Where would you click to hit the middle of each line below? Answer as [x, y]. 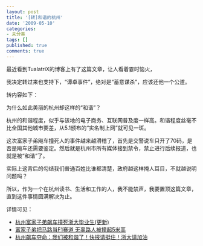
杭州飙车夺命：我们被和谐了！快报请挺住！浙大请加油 [81, 237]
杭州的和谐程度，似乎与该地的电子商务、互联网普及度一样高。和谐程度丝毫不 [101, 120]
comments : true [25, 51]
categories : [21, 29]
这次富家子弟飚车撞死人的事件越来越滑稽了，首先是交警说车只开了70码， [97, 140]
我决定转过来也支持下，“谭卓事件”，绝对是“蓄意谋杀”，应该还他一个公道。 [98, 81]
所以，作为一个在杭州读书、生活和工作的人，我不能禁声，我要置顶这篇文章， [101, 189]
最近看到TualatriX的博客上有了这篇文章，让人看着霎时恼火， [81, 69]
